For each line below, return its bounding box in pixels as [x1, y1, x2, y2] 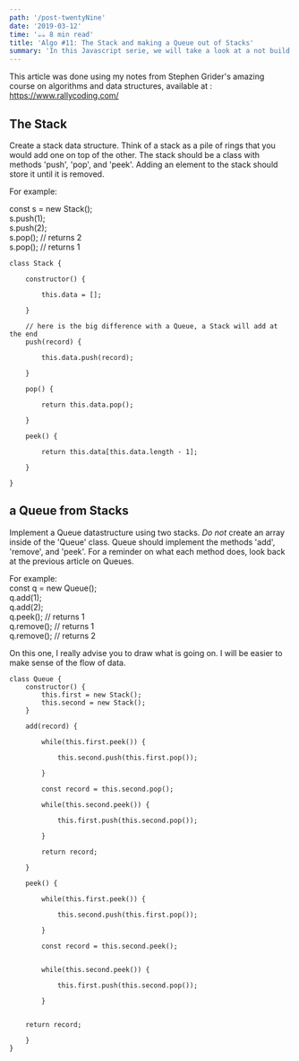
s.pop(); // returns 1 [9, 241, 81, 252]
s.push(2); [9, 222, 47, 233]
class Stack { [9, 259, 63, 267]
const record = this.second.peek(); [41, 942, 178, 951]
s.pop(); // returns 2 [9, 232, 82, 242]
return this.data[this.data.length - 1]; [41, 447, 199, 456]
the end [9, 329, 38, 338]
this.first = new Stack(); [41, 690, 142, 699]
